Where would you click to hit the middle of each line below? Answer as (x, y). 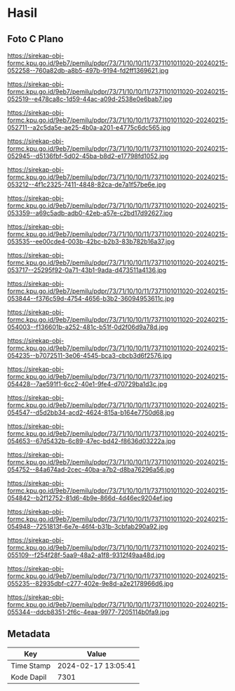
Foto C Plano (35, 39)
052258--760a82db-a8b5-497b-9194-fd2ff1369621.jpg (88, 71)
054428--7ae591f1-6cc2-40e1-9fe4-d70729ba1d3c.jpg (87, 384)
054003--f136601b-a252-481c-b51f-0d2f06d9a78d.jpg (88, 327)
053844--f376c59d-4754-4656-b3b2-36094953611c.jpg (91, 298)
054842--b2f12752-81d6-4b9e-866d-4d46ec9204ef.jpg (90, 498)
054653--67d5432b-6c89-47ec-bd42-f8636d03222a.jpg (92, 441)
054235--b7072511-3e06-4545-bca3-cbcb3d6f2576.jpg (89, 355)
